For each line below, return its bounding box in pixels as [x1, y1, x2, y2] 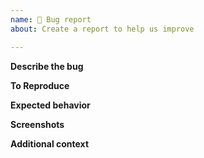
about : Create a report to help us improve [10, 24, 195, 34]
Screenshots [10, 118, 65, 130]
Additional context [10, 137, 90, 150]
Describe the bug [10, 60, 84, 72]
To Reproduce [10, 79, 70, 91]
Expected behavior [10, 99, 91, 111]
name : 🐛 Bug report [10, 14, 92, 25]
